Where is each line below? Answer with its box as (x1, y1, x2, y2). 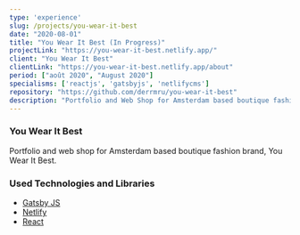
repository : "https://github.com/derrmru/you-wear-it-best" (9, 87, 238, 96)
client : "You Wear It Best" (9, 54, 114, 63)
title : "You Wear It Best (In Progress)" (9, 37, 166, 47)
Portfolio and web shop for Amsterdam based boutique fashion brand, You (9, 145, 283, 156)
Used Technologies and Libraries (9, 177, 155, 190)
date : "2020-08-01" (9, 29, 82, 38)
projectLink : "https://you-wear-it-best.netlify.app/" (9, 46, 218, 55)
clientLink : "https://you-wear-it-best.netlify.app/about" (9, 63, 234, 72)
